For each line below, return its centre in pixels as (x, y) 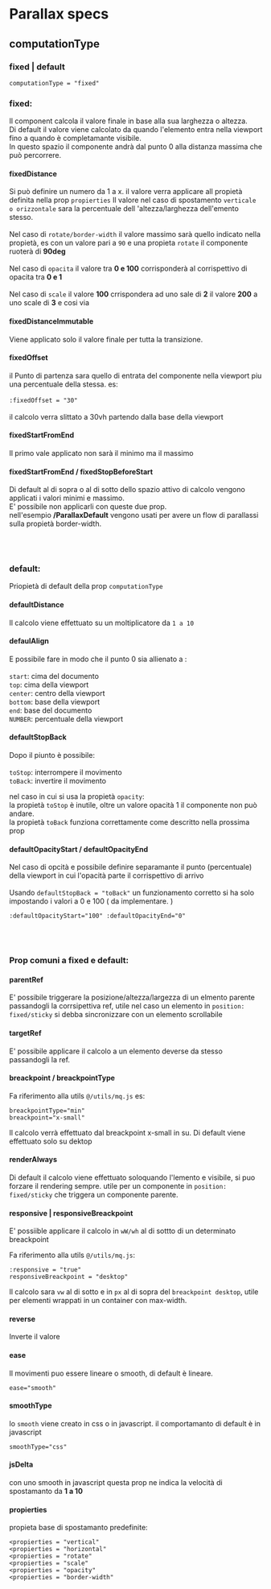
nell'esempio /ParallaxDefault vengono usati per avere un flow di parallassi (134, 515)
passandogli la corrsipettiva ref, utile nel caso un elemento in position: (127, 1006)
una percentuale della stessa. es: (64, 384)
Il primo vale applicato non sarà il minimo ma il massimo (101, 453)
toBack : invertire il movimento (58, 781)
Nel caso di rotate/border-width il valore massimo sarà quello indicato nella (135, 234)
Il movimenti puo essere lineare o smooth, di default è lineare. (111, 1373)
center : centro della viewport (57, 693)
